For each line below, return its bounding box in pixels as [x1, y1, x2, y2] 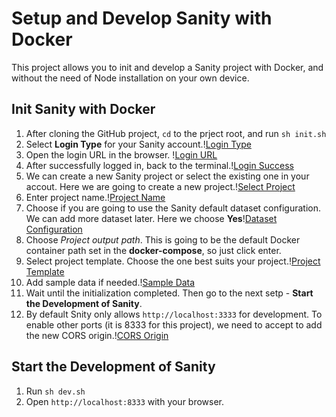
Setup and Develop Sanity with [11, 7, 273, 30]
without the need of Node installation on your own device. [11, 72, 250, 84]
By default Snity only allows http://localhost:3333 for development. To [25, 308, 323, 320]
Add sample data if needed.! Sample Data [25, 276, 196, 288]
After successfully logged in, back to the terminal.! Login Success [25, 159, 294, 171]
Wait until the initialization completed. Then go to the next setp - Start [25, 287, 314, 299]
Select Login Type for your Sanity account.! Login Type [25, 138, 252, 150]
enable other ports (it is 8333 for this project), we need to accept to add [25, 318, 323, 331]
